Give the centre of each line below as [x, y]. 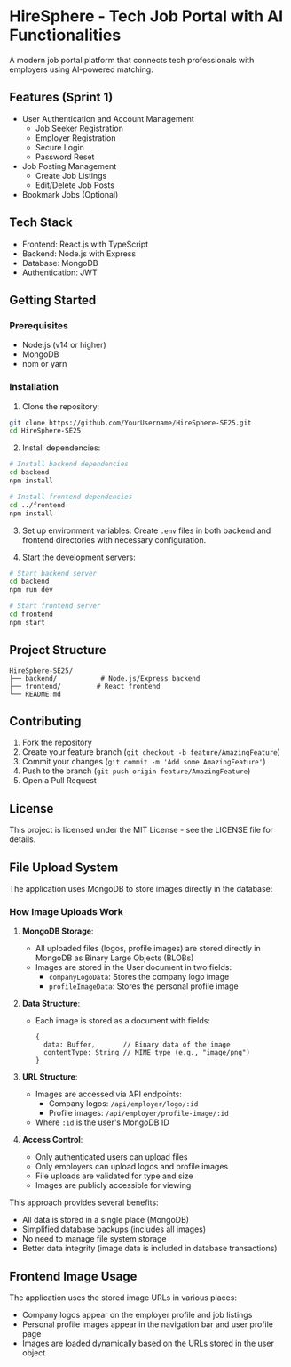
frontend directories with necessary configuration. [114, 539]
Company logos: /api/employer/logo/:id [123, 1104]
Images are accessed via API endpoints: [108, 1094]
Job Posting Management [69, 166]
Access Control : [52, 1140]
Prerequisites [39, 325]
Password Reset [65, 157]
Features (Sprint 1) [61, 97]
